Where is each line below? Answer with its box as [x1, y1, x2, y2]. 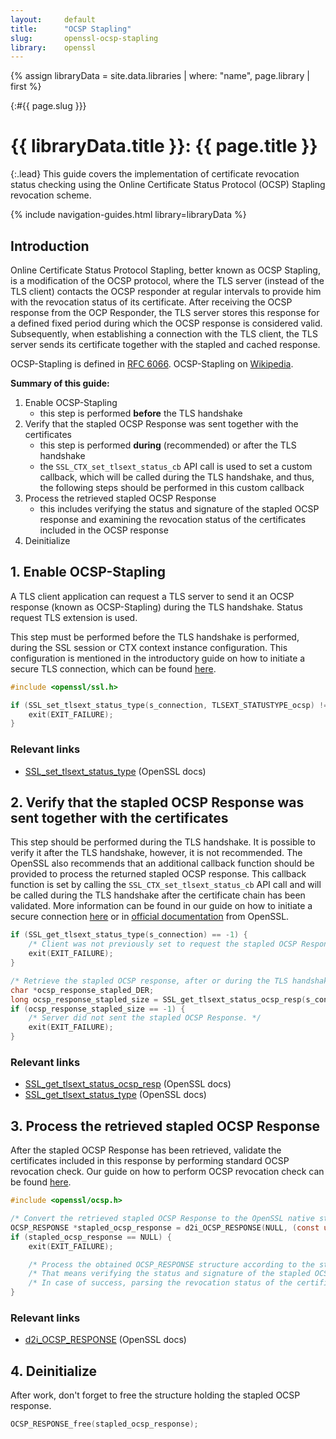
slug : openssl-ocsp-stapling [10, 33, 159, 43]
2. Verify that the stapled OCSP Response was [10, 794, 305, 811]
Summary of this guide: [10, 377, 110, 389]
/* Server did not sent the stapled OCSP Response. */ [28, 1013, 262, 1023]
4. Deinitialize [10, 1362, 98, 1380]
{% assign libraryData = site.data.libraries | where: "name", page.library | [10, 70, 310, 82]
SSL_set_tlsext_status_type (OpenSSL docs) [24, 765, 207, 777]
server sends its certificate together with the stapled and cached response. [10, 339, 321, 350]
